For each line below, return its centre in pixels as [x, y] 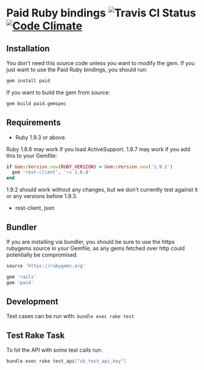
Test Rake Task [36, 335]
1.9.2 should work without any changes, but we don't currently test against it [102, 190]
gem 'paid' [20, 283]
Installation [28, 48]
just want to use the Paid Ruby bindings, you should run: [77, 69]
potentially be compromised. [42, 255]
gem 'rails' [21, 277]
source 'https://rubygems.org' [46, 266]
